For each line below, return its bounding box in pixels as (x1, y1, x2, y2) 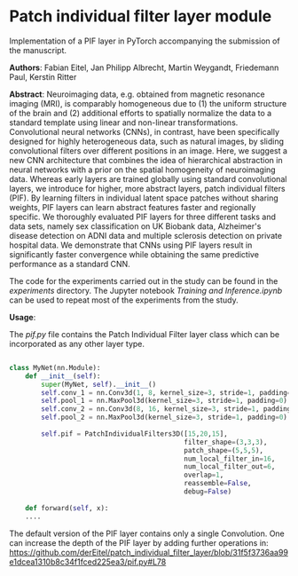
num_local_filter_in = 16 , (183, 454, 276, 463)
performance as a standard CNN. (9, 258, 130, 269)
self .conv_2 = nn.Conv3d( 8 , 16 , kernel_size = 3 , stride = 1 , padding (41, 405, 292, 414)
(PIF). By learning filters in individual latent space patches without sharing (9, 193, 279, 203)
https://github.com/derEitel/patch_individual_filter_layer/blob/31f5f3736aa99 (9, 547, 288, 557)
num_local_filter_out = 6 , (183, 462, 276, 471)
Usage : (9, 312, 36, 322)
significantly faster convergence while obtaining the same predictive (9, 249, 260, 259)
